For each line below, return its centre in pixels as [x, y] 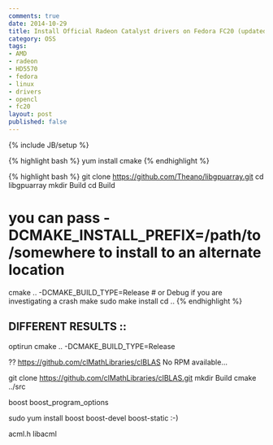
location [37, 270]
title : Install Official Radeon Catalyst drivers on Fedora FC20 [121, 31]
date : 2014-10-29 [38, 24]
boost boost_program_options [58, 402]
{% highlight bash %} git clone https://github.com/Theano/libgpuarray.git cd [136, 177]
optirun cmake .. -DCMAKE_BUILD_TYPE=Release [92, 346]
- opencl [23, 99]
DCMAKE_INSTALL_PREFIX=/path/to [135, 236]
